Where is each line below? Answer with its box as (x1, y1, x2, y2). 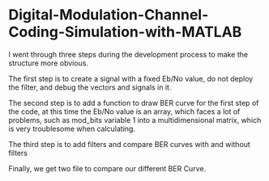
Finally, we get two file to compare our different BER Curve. (8, 163, 207, 173)
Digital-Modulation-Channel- (8, 6, 209, 24)
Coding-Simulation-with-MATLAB (8, 23, 242, 41)
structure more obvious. (8, 58, 89, 68)
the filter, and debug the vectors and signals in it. (8, 82, 172, 92)
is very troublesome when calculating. (8, 124, 136, 133)
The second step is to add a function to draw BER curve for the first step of (8, 98, 259, 107)
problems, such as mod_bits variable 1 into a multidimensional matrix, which (8, 115, 262, 124)
